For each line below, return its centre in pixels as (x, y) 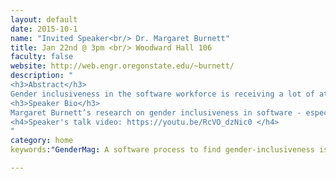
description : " (42, 76)
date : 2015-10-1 (44, 29)
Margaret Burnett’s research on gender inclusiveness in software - (156, 112)
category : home (42, 141)
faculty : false (42, 57)
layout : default (44, 19)
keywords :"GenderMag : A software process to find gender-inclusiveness (162, 150)
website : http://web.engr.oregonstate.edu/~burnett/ (122, 66)
